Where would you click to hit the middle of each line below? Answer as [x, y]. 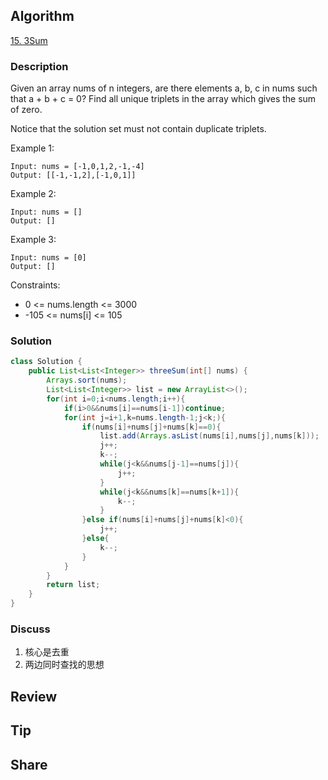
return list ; [73, 585]
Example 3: [33, 240]
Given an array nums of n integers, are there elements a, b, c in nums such [164, 88]
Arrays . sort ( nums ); [87, 380]
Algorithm [42, 16]
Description [39, 66]
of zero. [26, 110]
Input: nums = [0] [48, 258]
